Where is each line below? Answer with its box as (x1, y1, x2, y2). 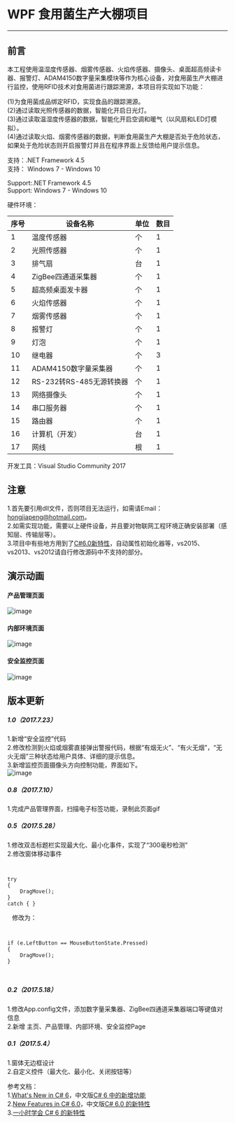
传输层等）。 (25, 530, 59, 539)
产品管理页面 (7, 591, 44, 599)
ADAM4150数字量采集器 (31, 363, 113, 373)
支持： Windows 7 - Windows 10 (7, 164, 101, 173)
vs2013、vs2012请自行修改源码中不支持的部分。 (7, 547, 147, 556)
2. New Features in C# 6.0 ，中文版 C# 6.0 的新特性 (7, 1099, 150, 1108)
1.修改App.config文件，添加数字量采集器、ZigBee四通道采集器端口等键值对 (7, 1005, 223, 1013)
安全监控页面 (7, 656, 44, 665)
